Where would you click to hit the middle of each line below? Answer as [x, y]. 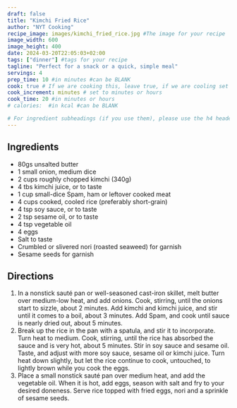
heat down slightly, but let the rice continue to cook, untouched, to [114, 361]
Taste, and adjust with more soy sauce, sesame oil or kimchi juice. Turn [121, 353]
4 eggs [28, 232]
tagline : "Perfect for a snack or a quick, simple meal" [93, 66]
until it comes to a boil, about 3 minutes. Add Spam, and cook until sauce [123, 316]
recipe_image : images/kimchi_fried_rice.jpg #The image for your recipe [116, 34]
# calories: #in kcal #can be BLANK [63, 106]
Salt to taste [35, 239]
